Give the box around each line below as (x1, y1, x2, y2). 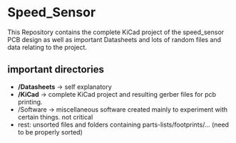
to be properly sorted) (17, 127, 83, 136)
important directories (7, 63, 105, 75)
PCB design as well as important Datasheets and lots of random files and (7, 35, 222, 43)
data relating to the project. (7, 43, 88, 51)
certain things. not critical (17, 112, 93, 121)
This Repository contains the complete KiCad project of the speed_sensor (7, 28, 225, 36)
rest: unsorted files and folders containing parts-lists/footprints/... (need (17, 120, 230, 129)
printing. (17, 97, 43, 106)
